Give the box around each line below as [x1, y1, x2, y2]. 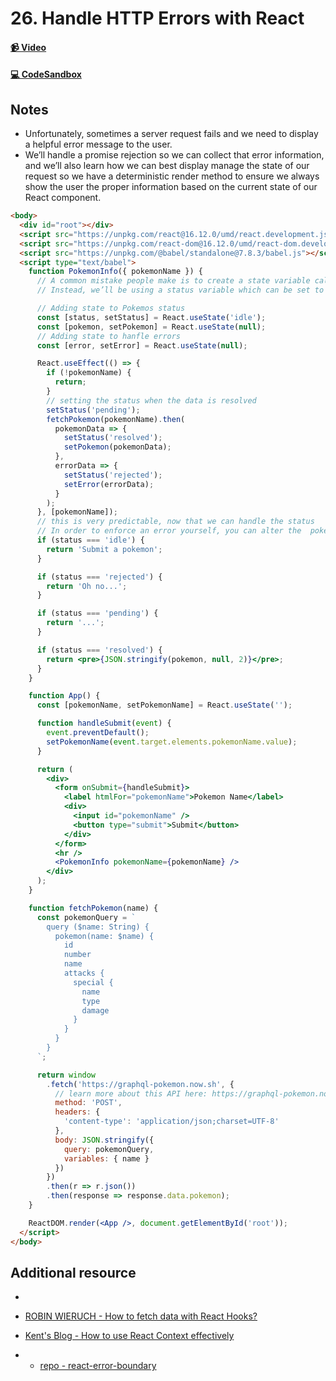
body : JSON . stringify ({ [54, 1135, 155, 1145]
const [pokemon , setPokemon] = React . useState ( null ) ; [36, 322, 267, 332]
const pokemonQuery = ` [36, 912, 137, 922]
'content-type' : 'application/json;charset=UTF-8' [63, 1117, 280, 1127]
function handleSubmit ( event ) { [36, 718, 172, 729]
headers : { [54, 1107, 101, 1117]
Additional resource [10, 1264, 137, 1281]
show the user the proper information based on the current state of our [24, 181, 318, 193]
